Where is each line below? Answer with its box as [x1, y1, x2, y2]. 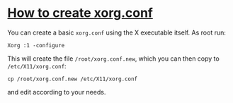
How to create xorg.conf [7, 5, 154, 21]
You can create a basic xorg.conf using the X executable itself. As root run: [7, 28, 227, 37]
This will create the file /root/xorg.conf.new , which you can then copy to [7, 54, 220, 63]
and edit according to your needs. [7, 87, 106, 96]
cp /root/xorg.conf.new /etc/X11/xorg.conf [7, 75, 138, 83]
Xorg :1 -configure [7, 42, 65, 49]
